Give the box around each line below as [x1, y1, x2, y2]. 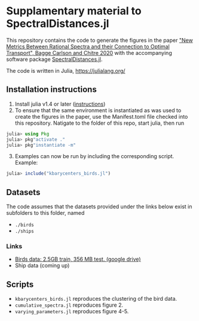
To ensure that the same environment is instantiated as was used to [14, 106, 182, 114]
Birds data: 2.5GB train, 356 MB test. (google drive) [14, 255, 142, 263]
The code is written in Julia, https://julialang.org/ [6, 67, 125, 74]
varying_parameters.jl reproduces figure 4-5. [14, 308, 129, 315]
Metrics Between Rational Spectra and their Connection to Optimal [6, 43, 170, 50]
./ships [14, 229, 34, 234]
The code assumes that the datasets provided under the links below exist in [6, 203, 192, 210]
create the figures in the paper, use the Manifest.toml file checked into [14, 113, 188, 120]
